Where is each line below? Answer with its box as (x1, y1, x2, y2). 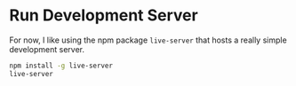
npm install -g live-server (9, 61, 114, 70)
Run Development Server (9, 5, 198, 26)
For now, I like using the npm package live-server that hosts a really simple (9, 35, 287, 45)
